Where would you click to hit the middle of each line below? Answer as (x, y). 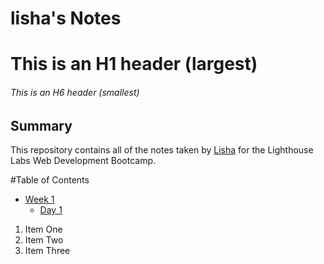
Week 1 (39, 199)
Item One (43, 229)
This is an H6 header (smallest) (75, 92)
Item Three (47, 250)
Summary (41, 125)
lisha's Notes (66, 18)
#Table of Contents (50, 180)
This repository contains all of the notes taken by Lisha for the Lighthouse (162, 150)
